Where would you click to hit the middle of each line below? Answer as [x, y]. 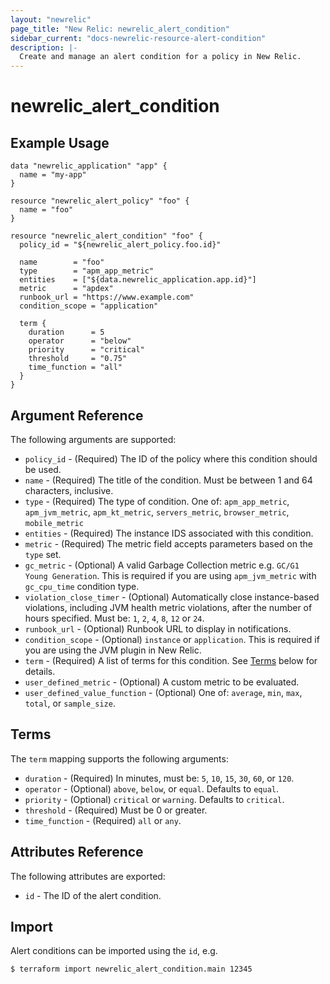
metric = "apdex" [66, 289]
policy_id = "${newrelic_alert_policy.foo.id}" [120, 245]
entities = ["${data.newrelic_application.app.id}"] [138, 280]
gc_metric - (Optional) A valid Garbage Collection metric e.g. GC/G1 [162, 565]
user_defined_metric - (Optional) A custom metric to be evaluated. [162, 682]
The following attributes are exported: [88, 876]
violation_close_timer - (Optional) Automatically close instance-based [172, 597]
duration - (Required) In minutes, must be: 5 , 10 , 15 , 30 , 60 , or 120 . [159, 778]
